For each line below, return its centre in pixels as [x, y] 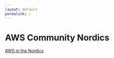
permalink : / [18, 14]
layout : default [21, 9]
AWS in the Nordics [24, 51]
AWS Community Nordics [57, 38]
